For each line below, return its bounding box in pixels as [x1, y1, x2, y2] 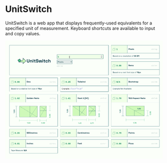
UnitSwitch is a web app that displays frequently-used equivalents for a [5, 20, 152, 26]
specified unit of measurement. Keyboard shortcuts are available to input [5, 25, 155, 31]
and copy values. [5, 30, 41, 36]
